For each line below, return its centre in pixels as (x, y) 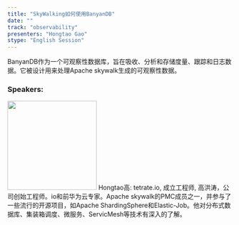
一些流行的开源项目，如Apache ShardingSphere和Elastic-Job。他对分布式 (116, 205)
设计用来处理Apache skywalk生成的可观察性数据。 (106, 70)
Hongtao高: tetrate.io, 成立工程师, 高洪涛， (161, 188)
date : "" (20, 21)
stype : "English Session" (46, 41)
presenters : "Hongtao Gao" (47, 34)
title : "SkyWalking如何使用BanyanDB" (61, 14)
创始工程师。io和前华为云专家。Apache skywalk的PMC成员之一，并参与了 (122, 197)
